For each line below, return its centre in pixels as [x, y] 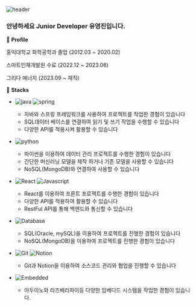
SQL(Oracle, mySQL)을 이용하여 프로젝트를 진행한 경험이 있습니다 [102, 234]
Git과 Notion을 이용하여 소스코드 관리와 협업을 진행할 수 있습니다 [100, 266]
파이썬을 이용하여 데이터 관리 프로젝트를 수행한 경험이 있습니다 [97, 154]
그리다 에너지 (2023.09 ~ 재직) [43, 78]
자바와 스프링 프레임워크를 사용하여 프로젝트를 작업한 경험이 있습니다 [105, 114]
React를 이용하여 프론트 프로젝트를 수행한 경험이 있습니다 [92, 194]
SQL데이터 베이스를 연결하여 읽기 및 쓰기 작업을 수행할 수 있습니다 [102, 122]
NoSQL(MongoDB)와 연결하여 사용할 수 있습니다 [82, 169]
